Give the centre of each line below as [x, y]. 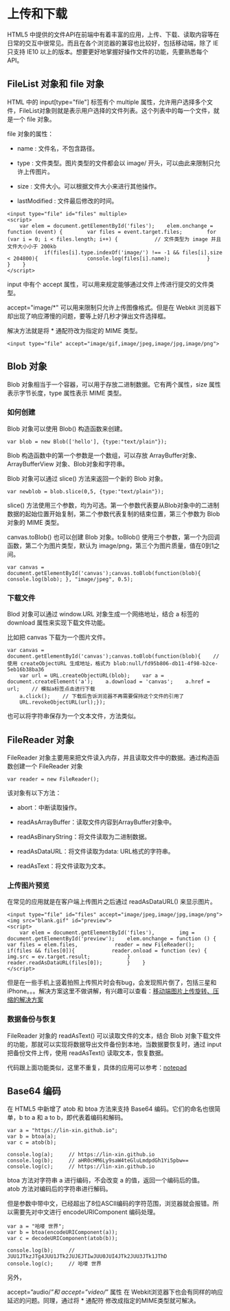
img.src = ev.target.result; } [69, 957]
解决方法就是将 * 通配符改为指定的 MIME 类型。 [74, 330]
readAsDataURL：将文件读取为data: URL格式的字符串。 [95, 851]
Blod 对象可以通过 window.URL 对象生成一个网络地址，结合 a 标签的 [103, 614]
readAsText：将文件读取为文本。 [63, 866]
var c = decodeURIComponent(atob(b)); [62, 1239]
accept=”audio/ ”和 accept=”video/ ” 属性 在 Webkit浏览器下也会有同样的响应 [115, 1292]
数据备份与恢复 [32, 1019]
